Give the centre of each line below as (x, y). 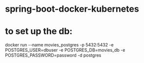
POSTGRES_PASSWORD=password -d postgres (53, 55)
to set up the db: (39, 31)
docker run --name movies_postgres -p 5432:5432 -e (59, 45)
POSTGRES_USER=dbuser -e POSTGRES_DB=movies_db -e (65, 50)
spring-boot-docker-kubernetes (72, 9)
